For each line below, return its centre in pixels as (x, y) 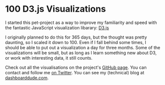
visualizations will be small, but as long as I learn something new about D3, (81, 53)
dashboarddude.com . (27, 78)
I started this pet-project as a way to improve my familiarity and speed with (81, 22)
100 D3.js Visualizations (55, 9)
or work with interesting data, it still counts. (49, 58)
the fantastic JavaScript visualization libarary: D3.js (57, 27)
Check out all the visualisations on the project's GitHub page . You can (76, 67)
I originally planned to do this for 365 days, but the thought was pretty (76, 37)
